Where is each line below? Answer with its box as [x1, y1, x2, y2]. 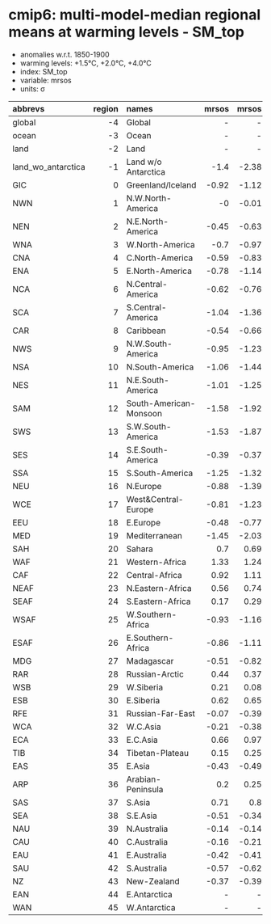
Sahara [126, 543, 153, 555]
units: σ [19, 83, 46, 94]
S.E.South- [126, 444, 169, 455]
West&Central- [126, 493, 184, 504]
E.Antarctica [126, 888, 173, 900]
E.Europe [126, 517, 161, 528]
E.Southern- [126, 632, 174, 643]
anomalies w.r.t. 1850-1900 [19, 49, 110, 59]
